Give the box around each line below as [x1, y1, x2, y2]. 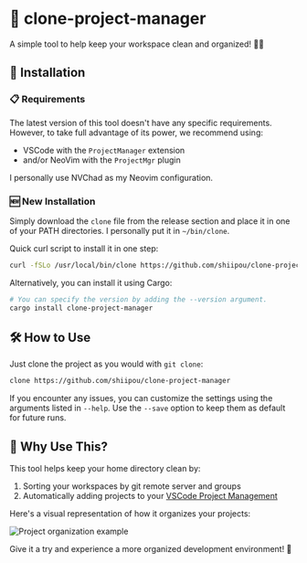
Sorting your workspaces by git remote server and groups [22, 481, 242, 492]
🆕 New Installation [9, 195, 96, 207]
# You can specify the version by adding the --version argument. [9, 294, 268, 304]
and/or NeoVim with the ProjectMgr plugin [22, 154, 181, 165]
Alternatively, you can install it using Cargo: [9, 277, 173, 288]
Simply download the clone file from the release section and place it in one [9, 215, 291, 227]
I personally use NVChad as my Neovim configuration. [9, 172, 213, 183]
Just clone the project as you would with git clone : [9, 358, 204, 369]
